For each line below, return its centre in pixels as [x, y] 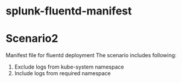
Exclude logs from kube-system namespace [69, 67]
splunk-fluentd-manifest [69, 11]
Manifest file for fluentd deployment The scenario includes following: [91, 55]
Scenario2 [32, 39]
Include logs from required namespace [62, 73]
